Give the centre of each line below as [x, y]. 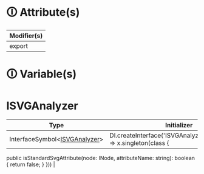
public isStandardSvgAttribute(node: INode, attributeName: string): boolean [101, 158]
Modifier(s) [26, 36]
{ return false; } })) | [31, 164]
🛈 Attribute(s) [43, 12]
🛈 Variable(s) [42, 74]
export [19, 45]
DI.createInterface [135, 136]
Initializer [179, 125]
